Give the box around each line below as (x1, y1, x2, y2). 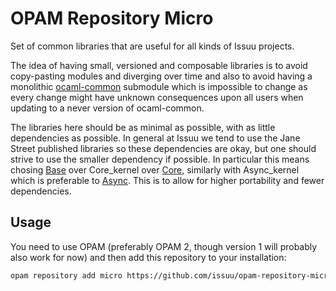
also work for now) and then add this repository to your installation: (10, 251, 287, 263)
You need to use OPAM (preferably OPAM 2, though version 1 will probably (10, 240, 318, 252)
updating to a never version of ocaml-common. (10, 102, 205, 114)
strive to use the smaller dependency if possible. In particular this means (10, 153, 310, 165)
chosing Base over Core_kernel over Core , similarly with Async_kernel (10, 163, 300, 176)
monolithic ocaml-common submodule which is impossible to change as (10, 80, 308, 92)
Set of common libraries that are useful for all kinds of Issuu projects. (10, 40, 295, 52)
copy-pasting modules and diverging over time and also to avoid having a (10, 70, 313, 82)
